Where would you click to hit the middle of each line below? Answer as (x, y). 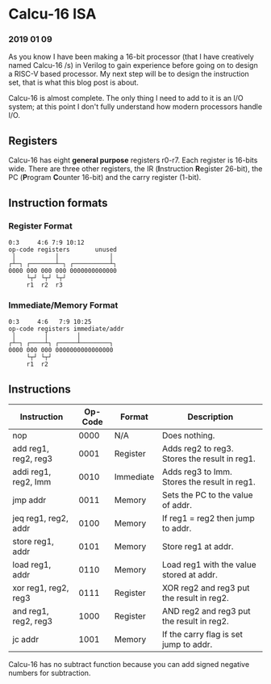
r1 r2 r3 (44, 285)
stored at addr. (190, 575)
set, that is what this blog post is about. (73, 82)
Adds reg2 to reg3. (198, 449)
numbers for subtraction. (50, 673)
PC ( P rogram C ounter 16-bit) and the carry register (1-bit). (105, 178)
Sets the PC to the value (207, 495)
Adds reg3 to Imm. (197, 472)
